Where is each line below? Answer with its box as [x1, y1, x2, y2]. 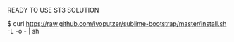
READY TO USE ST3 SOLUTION [7, 6, 99, 14]
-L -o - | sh [7, 27, 39, 35]
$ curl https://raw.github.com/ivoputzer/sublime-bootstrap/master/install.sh [7, 20, 227, 27]
